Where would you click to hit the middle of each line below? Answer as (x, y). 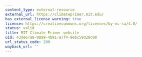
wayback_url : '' (22, 47)
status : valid (20, 28)
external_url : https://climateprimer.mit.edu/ (54, 14)
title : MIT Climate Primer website (42, 33)
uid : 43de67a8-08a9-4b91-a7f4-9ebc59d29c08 (51, 38)
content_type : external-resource (40, 10)
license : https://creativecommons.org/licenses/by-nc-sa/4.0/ (71, 24)
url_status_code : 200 (28, 42)
